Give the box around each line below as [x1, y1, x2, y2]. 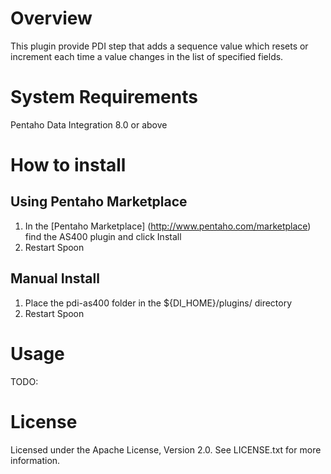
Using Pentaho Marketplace [10, 193, 188, 211]
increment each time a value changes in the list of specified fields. [10, 50, 284, 62]
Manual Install [10, 270, 100, 287]
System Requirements [10, 86, 198, 109]
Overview [10, 7, 93, 30]
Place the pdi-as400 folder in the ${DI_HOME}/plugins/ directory [24, 297, 293, 309]
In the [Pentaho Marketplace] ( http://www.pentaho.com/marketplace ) [24, 220, 312, 232]
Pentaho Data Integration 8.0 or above [10, 118, 168, 131]
